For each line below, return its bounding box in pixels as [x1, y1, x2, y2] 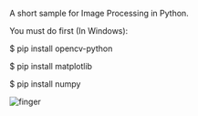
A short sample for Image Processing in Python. [9, 8, 189, 18]
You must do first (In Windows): [9, 26, 129, 36]
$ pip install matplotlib [9, 61, 93, 71]
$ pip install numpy [9, 79, 81, 90]
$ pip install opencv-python [9, 43, 113, 54]
